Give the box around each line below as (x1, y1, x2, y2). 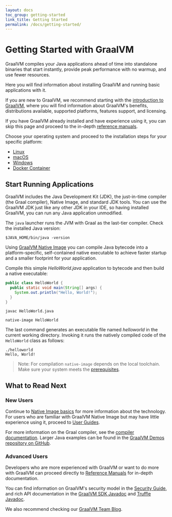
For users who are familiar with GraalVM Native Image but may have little (5, 414, 159, 420)
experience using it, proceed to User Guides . (5, 419, 100, 426)
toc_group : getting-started (5, 12, 66, 17)
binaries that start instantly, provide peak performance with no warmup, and (5, 66, 166, 72)
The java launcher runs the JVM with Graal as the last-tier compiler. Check (5, 220, 163, 226)
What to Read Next (5, 381, 67, 390)
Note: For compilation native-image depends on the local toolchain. (17, 361, 160, 367)
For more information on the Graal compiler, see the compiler (5, 429, 135, 435)
